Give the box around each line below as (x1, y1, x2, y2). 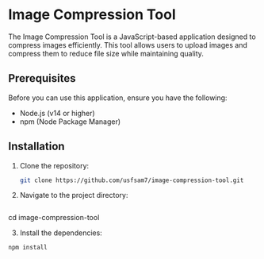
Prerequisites (8, 72, 76, 85)
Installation (8, 140, 65, 153)
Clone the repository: (19, 160, 90, 170)
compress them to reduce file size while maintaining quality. (8, 48, 205, 58)
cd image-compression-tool (8, 213, 100, 222)
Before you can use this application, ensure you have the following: (8, 93, 228, 102)
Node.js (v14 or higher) (19, 108, 95, 118)
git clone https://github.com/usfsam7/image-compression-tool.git (19, 176, 244, 184)
